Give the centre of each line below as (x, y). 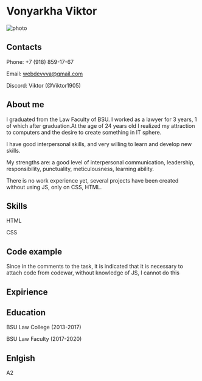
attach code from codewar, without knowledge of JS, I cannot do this (93, 273)
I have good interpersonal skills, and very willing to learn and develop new (99, 144)
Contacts (24, 47)
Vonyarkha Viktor (52, 11)
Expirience (27, 292)
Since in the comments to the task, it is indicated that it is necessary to (95, 267)
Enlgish (21, 358)
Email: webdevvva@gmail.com (45, 74)
